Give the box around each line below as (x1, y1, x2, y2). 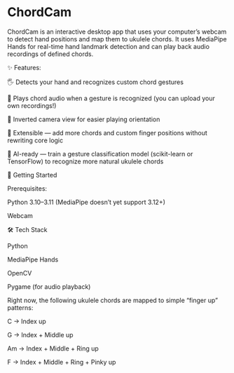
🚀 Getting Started (7, 170, 57, 179)
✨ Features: (7, 63, 41, 72)
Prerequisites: (7, 184, 48, 193)
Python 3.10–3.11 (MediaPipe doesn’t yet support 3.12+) (7, 198, 166, 206)
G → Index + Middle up (7, 330, 74, 339)
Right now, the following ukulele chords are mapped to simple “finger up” (7, 296, 219, 304)
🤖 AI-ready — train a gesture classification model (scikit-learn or (7, 149, 193, 158)
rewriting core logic (7, 136, 64, 144)
